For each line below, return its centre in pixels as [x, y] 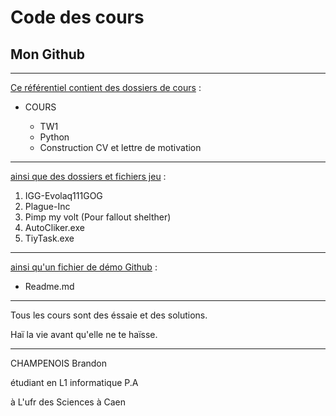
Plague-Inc [47, 206]
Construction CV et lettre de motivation [120, 147]
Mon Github [48, 54]
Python [54, 137]
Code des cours [77, 17]
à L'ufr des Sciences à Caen [68, 402]
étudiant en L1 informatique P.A [74, 382]
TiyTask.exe [49, 238]
